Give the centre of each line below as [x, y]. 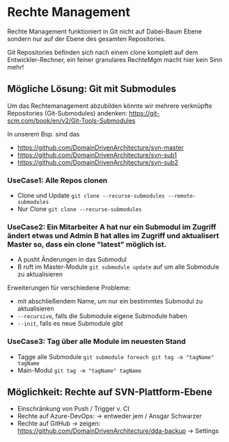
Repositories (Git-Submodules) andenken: [67, 113]
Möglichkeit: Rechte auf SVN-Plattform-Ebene [110, 392]
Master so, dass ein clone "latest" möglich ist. [87, 244]
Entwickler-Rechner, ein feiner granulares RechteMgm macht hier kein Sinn [115, 59]
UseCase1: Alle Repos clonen [57, 180]
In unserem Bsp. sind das [44, 134]
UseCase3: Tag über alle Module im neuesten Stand [96, 342]
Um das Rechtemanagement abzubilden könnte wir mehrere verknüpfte [110, 106]
